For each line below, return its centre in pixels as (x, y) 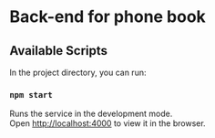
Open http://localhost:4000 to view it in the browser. (108, 123)
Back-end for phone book (108, 17)
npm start (31, 95)
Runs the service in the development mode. (91, 114)
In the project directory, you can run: (78, 72)
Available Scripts (58, 51)
